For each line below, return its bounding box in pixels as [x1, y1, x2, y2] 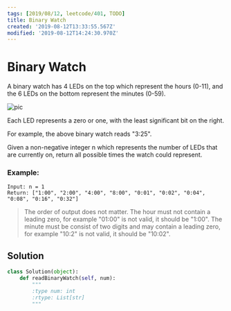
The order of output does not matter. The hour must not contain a [24, 208, 211, 216]
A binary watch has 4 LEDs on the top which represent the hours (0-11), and [7, 82, 223, 91]
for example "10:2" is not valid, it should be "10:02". [24, 230, 171, 238]
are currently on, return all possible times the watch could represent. [7, 150, 203, 159]
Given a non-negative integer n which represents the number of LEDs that [7, 143, 218, 152]
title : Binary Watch [7, 17, 67, 24]
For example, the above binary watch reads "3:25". [7, 130, 152, 139]
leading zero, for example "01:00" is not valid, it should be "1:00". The [24, 215, 223, 224]
